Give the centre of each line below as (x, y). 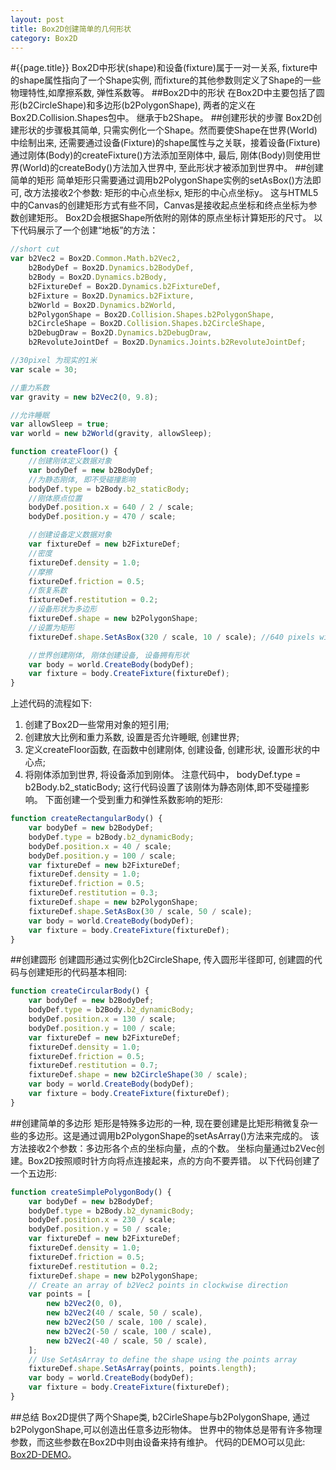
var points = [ (60, 1294)
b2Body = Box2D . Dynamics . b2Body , (98, 277)
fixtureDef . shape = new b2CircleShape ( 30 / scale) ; (138, 1075)
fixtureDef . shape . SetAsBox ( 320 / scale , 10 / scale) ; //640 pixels (171, 637)
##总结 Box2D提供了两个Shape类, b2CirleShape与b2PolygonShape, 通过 (160, 1417)
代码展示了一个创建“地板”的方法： (88, 230)
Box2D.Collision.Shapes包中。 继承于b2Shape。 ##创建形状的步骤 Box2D (161, 118)
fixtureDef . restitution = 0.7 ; (93, 1066)
